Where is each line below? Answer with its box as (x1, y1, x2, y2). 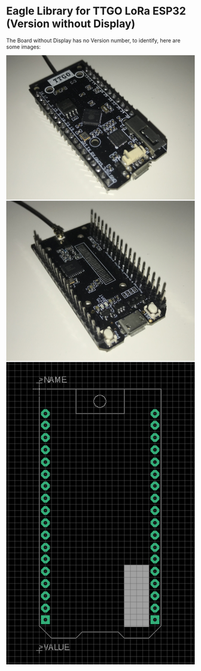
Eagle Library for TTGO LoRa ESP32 (6, 4, 187, 18)
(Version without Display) (6, 17, 136, 31)
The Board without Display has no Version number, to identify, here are (6, 37, 181, 44)
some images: (6, 43, 41, 50)
